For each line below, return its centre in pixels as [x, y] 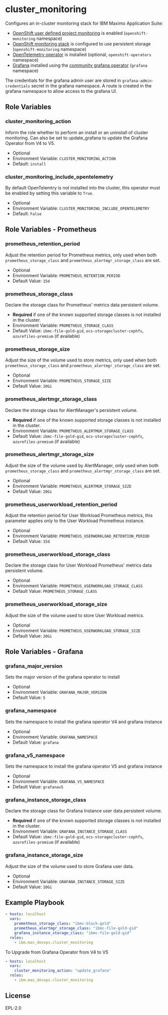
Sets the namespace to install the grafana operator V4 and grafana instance [84, 722]
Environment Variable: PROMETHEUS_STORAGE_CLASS [63, 325]
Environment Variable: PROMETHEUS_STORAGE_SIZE [62, 381]
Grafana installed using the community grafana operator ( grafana [80, 65]
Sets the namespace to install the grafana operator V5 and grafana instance [84, 766]
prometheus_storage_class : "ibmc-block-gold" [63, 924]
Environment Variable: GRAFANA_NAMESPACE [55, 737]
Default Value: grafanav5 [38, 787]
